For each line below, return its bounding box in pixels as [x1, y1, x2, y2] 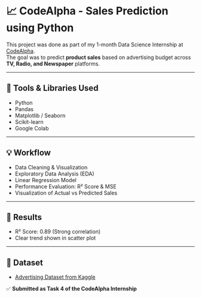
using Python [6, 21, 74, 35]
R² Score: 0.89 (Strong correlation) [14, 228, 100, 236]
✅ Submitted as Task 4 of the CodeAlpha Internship [6, 285, 137, 293]
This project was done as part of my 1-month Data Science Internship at [6, 41, 184, 48]
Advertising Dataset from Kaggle [14, 273, 96, 281]
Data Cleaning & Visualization [14, 163, 88, 171]
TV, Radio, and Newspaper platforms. [6, 60, 100, 67]
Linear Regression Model [14, 176, 77, 183]
